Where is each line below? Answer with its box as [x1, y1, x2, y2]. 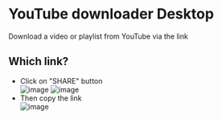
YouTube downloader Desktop [8, 5, 215, 23]
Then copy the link [19, 93, 82, 103]
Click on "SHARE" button [19, 76, 103, 85]
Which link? [8, 55, 69, 68]
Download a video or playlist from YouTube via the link [8, 31, 189, 41]
